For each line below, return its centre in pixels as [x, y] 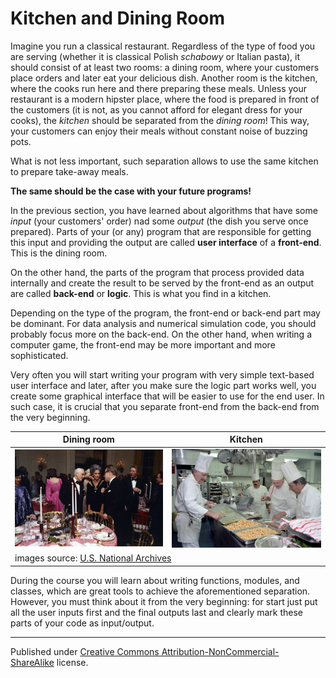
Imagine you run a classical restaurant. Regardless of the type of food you [163, 46]
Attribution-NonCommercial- [220, 651]
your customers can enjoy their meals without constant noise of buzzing [159, 131]
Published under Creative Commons [85, 651]
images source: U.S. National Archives [93, 558]
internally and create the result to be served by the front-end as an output [162, 283]
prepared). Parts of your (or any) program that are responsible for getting [161, 231]
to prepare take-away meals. [69, 171]
